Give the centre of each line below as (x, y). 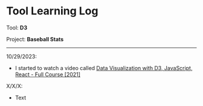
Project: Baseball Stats (35, 39)
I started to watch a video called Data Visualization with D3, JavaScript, (104, 68)
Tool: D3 (17, 28)
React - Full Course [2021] (47, 74)
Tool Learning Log (52, 11)
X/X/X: (14, 86)
